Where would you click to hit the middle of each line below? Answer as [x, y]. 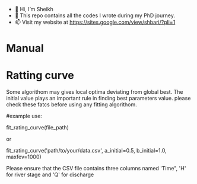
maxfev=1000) [24, 157]
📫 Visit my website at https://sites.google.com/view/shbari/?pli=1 [95, 22]
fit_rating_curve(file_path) [38, 128]
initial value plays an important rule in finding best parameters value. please [99, 99]
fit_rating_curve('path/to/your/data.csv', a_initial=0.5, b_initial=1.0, [87, 151]
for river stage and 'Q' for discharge [50, 175]
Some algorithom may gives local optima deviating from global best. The [95, 92]
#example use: [24, 116]
